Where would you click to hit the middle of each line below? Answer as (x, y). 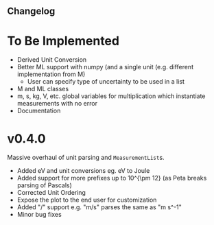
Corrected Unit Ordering (51, 193)
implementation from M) (51, 74)
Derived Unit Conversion (52, 60)
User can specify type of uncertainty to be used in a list (106, 82)
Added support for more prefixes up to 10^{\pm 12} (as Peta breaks (112, 178)
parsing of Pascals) (44, 185)
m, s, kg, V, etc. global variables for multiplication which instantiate (111, 96)
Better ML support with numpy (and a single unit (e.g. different (105, 67)
